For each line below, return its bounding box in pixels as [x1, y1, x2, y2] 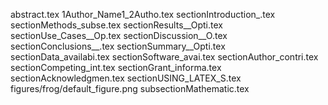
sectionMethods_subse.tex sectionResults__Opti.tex [10, 19, 223, 31]
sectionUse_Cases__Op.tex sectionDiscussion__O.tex [10, 30, 228, 41]
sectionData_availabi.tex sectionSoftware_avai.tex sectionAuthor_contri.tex [10, 51, 319, 63]
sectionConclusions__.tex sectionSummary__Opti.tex [10, 40, 226, 52]
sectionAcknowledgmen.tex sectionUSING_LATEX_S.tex [10, 72, 242, 84]
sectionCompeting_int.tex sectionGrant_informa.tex [10, 62, 222, 73]
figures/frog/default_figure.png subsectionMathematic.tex [10, 83, 250, 94]
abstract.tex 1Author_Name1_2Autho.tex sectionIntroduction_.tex [10, 9, 276, 20]
